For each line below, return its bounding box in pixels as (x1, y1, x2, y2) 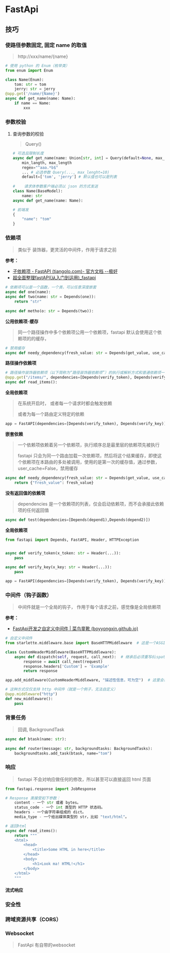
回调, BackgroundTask (17, 726, 65, 732)
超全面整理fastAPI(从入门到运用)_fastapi (12, 275, 96, 281)
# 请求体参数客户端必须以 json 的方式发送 (12, 184, 98, 189)
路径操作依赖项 (5, 360, 36, 366)
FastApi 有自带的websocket (17, 942, 75, 948)
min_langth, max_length (22, 160, 72, 166)
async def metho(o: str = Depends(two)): (5, 308, 94, 313)
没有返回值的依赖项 (5, 490, 46, 496)
